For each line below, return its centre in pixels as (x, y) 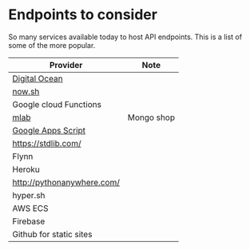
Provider (66, 65)
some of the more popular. (52, 45)
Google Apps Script (49, 130)
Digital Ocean (38, 78)
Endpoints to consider (83, 15)
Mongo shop (151, 117)
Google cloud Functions (57, 104)
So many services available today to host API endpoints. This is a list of (125, 37)
